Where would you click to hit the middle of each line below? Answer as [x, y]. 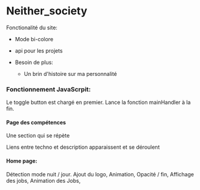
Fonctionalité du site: [32, 27]
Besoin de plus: [34, 62]
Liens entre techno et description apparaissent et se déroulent [83, 147]
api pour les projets [39, 50]
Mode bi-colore [34, 39]
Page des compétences [36, 122]
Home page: [22, 161]
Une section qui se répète [38, 136]
